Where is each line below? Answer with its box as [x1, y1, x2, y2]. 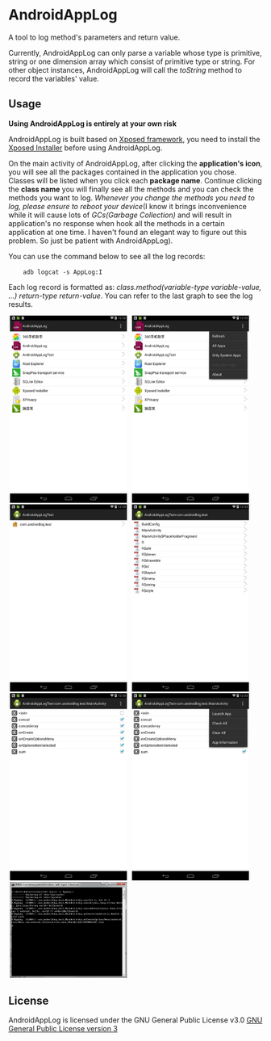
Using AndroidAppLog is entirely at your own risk [8, 119, 177, 128]
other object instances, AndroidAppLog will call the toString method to [8, 65, 242, 74]
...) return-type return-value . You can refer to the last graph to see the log [8, 291, 253, 300]
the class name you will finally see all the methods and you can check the [8, 184, 254, 194]
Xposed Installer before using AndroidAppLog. [8, 143, 163, 153]
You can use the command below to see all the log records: [8, 251, 206, 261]
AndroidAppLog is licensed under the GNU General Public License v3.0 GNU [8, 1015, 263, 1025]
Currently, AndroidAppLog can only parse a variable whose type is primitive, [8, 48, 262, 57]
